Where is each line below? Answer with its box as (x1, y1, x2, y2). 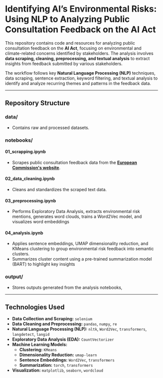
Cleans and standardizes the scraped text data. (12, 186, 107, 192)
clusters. (12, 251, 30, 257)
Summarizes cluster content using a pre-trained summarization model (12, 256, 152, 262)
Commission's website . (12, 164, 61, 170)
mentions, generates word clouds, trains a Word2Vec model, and (12, 214, 142, 219)
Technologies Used (5, 303, 65, 312)
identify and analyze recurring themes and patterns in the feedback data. (5, 80, 151, 86)
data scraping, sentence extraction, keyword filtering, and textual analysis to (5, 75, 158, 81)
